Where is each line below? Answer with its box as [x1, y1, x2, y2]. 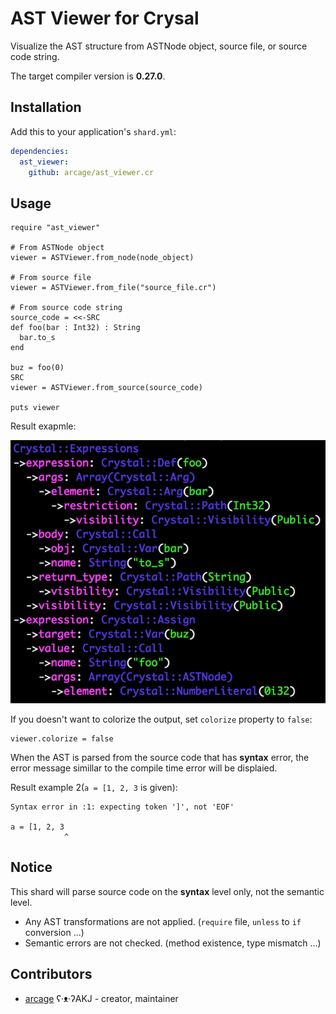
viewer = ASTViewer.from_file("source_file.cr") [10, 283, 217, 293]
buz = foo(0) [10, 363, 65, 373]
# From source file [10, 273, 92, 283]
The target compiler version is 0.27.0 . [10, 70, 166, 82]
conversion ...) [24, 926, 85, 938]
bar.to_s [19, 333, 56, 343]
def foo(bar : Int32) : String [10, 323, 141, 333]
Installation [10, 99, 82, 116]
